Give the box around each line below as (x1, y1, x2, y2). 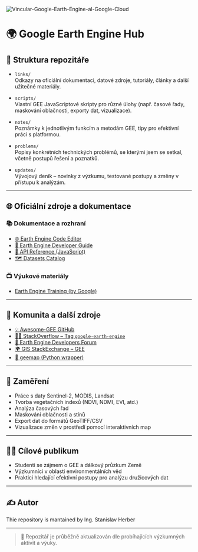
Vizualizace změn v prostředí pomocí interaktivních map (14, 423, 151, 431)
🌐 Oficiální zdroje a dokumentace (6, 201, 131, 212)
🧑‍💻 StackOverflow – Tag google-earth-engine (14, 332, 126, 339)
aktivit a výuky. (20, 540, 57, 547)
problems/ (14, 143, 39, 149)
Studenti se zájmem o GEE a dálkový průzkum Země (14, 462, 142, 469)
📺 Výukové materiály (6, 272, 69, 280)
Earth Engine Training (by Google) (14, 287, 97, 294)
